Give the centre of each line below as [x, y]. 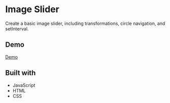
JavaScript [24, 85]
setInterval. [17, 28]
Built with [21, 73]
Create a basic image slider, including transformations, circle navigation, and [85, 23]
